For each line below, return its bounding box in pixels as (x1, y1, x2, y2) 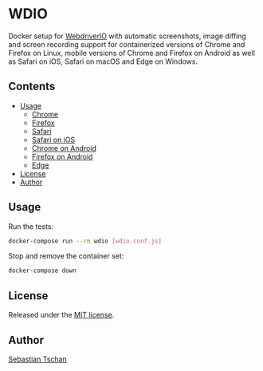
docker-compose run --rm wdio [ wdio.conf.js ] (8, 237, 162, 245)
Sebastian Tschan (8, 354, 67, 364)
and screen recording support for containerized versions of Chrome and (8, 39, 245, 49)
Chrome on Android (31, 143, 97, 152)
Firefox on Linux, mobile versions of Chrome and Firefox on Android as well (8, 48, 255, 57)
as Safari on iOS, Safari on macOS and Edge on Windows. (8, 57, 198, 66)
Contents (8, 80, 56, 93)
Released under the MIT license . (8, 310, 115, 320)
